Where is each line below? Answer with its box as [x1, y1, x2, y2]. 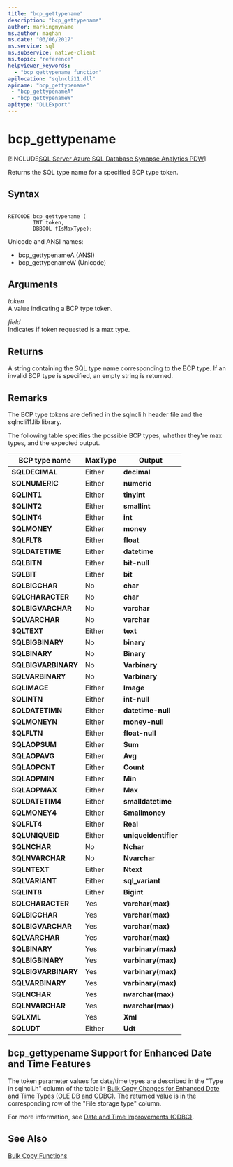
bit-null [123, 558, 149, 568]
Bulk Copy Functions [8, 1151, 68, 1160]
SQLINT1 [11, 490, 43, 500]
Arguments [8, 279, 59, 291]
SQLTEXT [11, 626, 44, 636]
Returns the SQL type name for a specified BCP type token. [8, 168, 179, 176]
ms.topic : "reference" [8, 56, 74, 63]
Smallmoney [123, 808, 166, 818]
